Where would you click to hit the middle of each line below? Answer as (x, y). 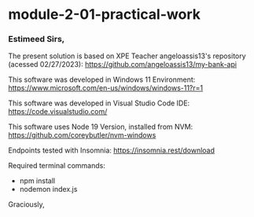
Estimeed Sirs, (37, 39)
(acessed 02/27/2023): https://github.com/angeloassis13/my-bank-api (123, 64)
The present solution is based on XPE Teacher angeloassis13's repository (127, 56)
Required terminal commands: (57, 166)
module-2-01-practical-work (104, 15)
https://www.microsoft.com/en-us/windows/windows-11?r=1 (105, 88)
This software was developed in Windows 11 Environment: (102, 79)
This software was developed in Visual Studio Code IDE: (99, 103)
